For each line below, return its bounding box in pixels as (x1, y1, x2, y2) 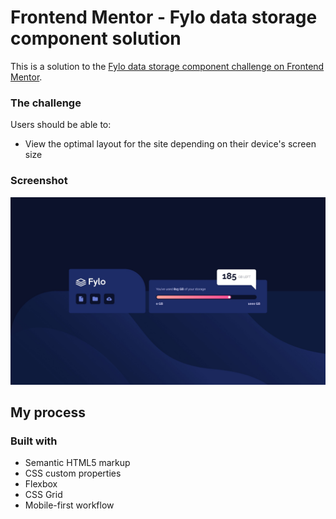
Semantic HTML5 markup (24, 457, 131, 469)
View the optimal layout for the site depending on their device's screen (24, 138, 317, 150)
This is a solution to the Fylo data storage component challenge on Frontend (10, 60, 325, 72)
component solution (10, 27, 182, 50)
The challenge (10, 96, 82, 110)
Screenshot (10, 174, 68, 188)
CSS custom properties (24, 467, 122, 480)
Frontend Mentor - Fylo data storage (10, 6, 318, 29)
